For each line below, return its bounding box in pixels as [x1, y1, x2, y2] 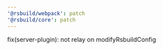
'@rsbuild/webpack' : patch [7, 10, 85, 17]
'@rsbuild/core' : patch [7, 16, 76, 23]
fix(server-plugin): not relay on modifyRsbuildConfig [7, 35, 157, 43]
